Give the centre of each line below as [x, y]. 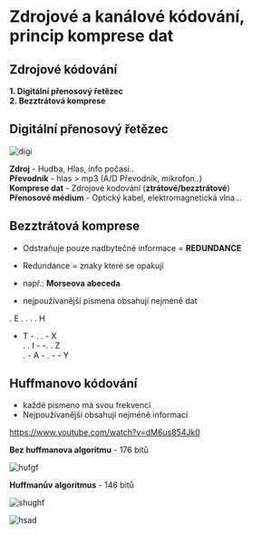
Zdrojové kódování [63, 69]
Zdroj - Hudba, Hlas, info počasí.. [72, 169]
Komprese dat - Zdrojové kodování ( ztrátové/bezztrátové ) [120, 188]
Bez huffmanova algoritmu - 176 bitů [79, 450]
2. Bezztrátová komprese [58, 101]
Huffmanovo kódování [73, 384]
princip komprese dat [92, 36]
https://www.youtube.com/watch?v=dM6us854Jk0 [105, 432]
